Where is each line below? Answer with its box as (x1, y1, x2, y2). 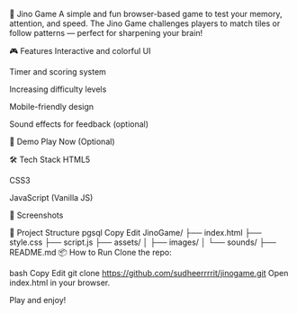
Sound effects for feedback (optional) (9, 119, 149, 130)
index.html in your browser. (9, 277, 111, 288)
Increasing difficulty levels (9, 84, 107, 94)
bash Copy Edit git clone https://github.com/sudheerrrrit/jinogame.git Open (9, 268, 289, 278)
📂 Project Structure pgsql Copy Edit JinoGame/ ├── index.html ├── (9, 228, 263, 238)
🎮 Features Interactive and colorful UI (9, 46, 151, 56)
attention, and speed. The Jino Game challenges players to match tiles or (9, 18, 281, 29)
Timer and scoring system (9, 67, 106, 76)
